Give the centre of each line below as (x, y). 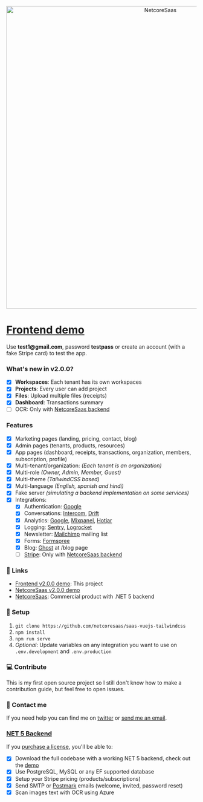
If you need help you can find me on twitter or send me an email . (87, 718)
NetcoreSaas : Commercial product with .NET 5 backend (85, 597)
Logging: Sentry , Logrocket (58, 527)
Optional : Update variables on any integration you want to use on (96, 645)
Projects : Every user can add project (61, 389)
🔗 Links (17, 570)
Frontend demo (45, 330)
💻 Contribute (27, 667)
